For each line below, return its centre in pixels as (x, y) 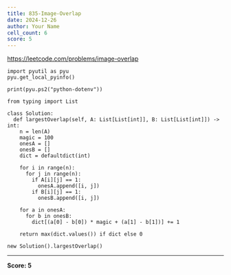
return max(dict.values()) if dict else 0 (81, 234)
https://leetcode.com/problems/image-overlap (73, 59)
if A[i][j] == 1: (56, 180)
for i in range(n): (47, 168)
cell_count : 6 (27, 33)
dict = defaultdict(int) (55, 156)
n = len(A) (35, 132)
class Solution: (30, 114)
